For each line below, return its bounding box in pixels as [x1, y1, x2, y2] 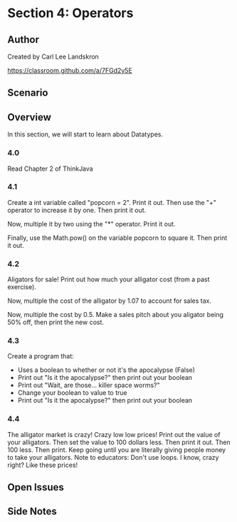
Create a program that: [7, 352, 75, 361]
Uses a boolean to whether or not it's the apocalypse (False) [17, 366, 196, 374]
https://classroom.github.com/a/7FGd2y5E [7, 66, 133, 74]
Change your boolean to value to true [17, 388, 127, 397]
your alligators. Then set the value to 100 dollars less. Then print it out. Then [7, 438, 231, 446]
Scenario [7, 87, 48, 99]
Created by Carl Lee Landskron [7, 52, 100, 61]
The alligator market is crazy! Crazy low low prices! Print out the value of [7, 430, 221, 438]
